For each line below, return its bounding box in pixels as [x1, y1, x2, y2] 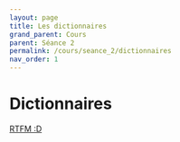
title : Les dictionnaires [9, 22, 107, 31]
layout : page [9, 13, 59, 22]
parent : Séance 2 [9, 38, 75, 48]
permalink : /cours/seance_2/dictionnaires [9, 47, 172, 56]
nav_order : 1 [9, 55, 59, 64]
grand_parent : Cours [9, 30, 88, 39]
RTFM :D [9, 123, 43, 134]
